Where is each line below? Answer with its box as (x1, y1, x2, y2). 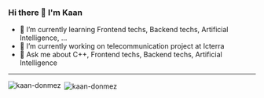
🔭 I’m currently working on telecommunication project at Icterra (19, 42, 225, 51)
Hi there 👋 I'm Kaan (8, 7, 82, 18)
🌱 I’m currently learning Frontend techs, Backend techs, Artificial (19, 25, 229, 34)
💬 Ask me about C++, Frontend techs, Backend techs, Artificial (19, 50, 222, 60)
